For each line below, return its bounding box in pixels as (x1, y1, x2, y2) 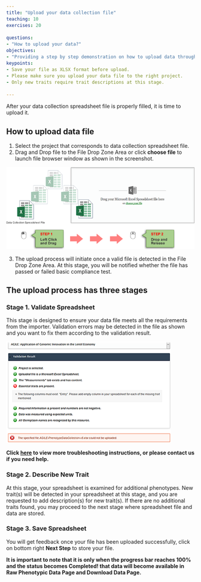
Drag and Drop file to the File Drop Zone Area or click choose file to (14, 148, 182, 156)
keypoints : (6, 60, 33, 66)
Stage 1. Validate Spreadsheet (6, 303, 95, 311)
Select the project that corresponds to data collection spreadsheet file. (14, 142, 190, 149)
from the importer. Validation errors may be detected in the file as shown (6, 323, 185, 331)
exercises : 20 (6, 22, 42, 28)
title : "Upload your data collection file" (6, 10, 117, 16)
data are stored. (6, 510, 45, 517)
